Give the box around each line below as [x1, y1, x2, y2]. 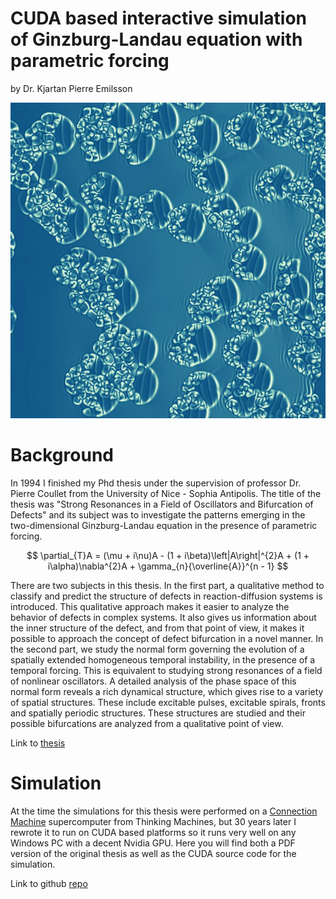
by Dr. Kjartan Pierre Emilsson [10, 82, 133, 94]
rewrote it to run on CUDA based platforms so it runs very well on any [10, 826, 297, 838]
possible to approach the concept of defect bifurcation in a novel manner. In [10, 632, 324, 644]
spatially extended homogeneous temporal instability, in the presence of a [10, 653, 316, 666]
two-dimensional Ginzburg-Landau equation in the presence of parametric [10, 519, 318, 531]
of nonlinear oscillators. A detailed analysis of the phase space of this [10, 675, 297, 687]
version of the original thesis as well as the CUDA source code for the [10, 847, 297, 859]
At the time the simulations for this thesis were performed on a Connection [10, 805, 318, 817]
